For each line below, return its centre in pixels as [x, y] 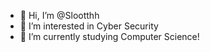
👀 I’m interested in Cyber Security [89, 26]
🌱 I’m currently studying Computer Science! [109, 36]
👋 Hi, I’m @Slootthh [59, 15]
